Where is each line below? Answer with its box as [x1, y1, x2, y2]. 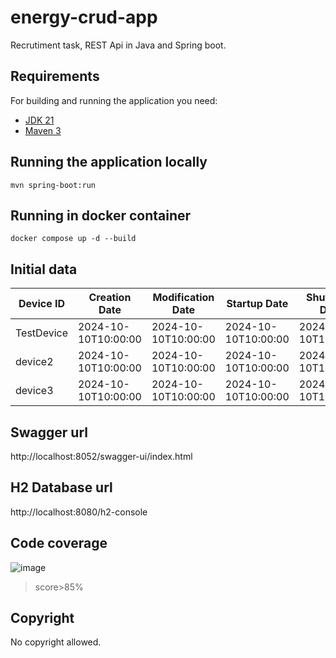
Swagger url [10, 424, 88, 441]
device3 [15, 384, 54, 398]
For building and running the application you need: [10, 94, 218, 106]
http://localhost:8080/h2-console [10, 506, 148, 518]
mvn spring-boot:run [10, 180, 97, 190]
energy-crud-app [10, 6, 158, 29]
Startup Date [226, 297, 289, 311]
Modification [152, 291, 215, 305]
